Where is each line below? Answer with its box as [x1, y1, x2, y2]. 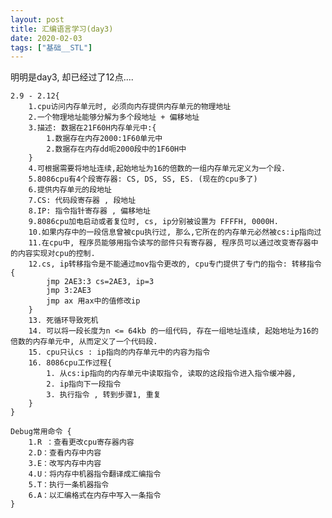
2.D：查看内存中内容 [28, 448, 102, 458]
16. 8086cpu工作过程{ [28, 358, 113, 368]
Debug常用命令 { [10, 427, 72, 437]
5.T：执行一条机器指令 [28, 480, 110, 490]
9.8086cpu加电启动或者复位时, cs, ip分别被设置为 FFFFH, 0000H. [28, 217, 279, 227]
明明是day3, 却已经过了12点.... [10, 71, 134, 83]
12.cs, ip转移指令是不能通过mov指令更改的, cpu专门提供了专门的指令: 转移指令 [28, 259, 322, 270]
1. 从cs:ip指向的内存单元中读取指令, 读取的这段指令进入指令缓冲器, [46, 369, 297, 379]
